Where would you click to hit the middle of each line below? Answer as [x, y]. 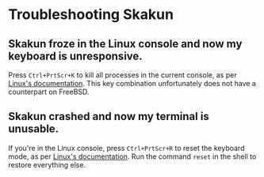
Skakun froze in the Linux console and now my [125, 44]
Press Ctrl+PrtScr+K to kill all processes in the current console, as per [122, 75]
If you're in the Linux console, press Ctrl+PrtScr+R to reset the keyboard [126, 148]
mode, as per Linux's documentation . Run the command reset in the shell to [132, 156]
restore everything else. [47, 164]
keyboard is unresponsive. [75, 56]
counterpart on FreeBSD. [49, 92]
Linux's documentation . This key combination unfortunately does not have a [132, 83]
